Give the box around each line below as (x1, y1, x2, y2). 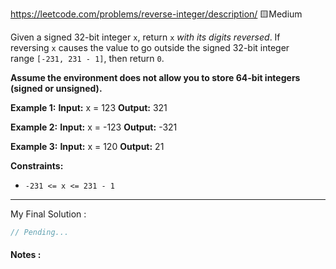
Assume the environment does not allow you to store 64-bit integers (10, 72, 301, 83)
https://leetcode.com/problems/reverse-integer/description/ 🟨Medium (10, 8, 303, 20)
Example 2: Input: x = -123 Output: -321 (10, 121, 178, 133)
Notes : (10, 249, 42, 261)
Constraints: (10, 160, 64, 172)
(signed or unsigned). (10, 83, 103, 94)
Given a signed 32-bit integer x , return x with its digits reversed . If (10, 31, 281, 43)
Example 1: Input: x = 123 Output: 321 (10, 102, 168, 113)
